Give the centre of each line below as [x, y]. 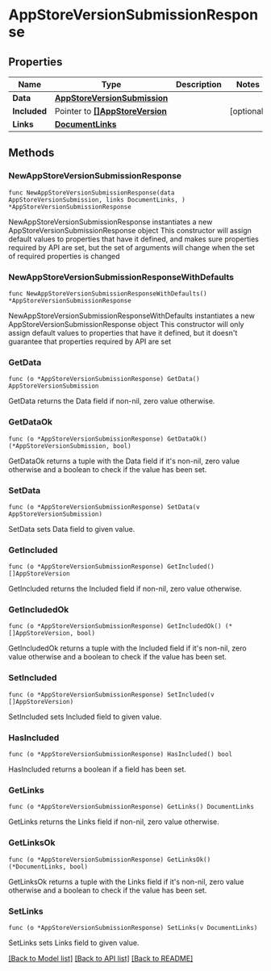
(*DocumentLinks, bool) [48, 866]
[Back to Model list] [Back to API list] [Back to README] [101, 958]
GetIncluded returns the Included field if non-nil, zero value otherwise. [125, 589]
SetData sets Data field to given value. [72, 529]
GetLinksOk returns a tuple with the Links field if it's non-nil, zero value [126, 881]
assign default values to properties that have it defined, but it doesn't [123, 333]
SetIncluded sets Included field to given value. [85, 717]
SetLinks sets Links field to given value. [74, 943]
